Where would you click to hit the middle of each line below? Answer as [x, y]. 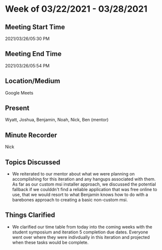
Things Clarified [30, 215]
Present [17, 108]
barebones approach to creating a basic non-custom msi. [70, 200]
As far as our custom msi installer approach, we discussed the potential [84, 184]
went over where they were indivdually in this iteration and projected [81, 237]
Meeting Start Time [35, 27]
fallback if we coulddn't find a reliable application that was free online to [85, 190]
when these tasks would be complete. [50, 242]
